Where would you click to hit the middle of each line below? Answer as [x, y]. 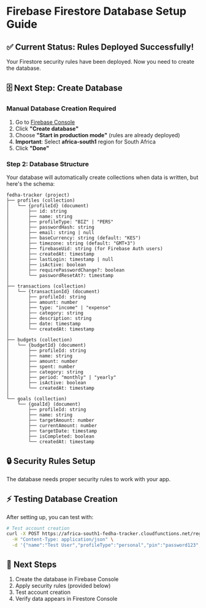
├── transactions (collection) [46, 286]
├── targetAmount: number [62, 420]
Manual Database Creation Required [61, 108]
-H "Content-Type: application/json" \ [63, 540]
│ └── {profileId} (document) [48, 206]
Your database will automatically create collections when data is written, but [102, 177]
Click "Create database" [47, 128]
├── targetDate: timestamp [63, 431]
